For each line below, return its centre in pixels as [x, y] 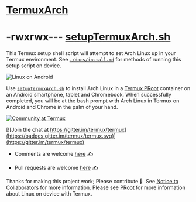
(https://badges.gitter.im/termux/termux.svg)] [61, 136]
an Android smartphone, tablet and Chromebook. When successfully [89, 95]
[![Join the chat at [27, 130]
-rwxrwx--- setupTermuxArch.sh [88, 37]
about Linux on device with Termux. [49, 194]
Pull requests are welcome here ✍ [56, 168]
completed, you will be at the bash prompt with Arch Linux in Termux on [93, 101]
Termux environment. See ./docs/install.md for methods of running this [94, 60]
